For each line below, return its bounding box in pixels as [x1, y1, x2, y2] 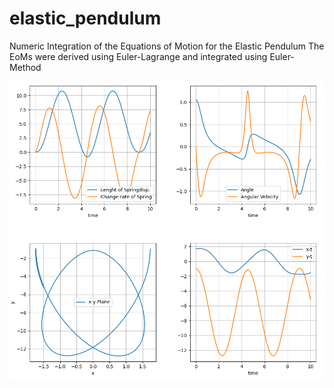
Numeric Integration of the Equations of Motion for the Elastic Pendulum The [9, 40, 325, 52]
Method [9, 61, 42, 73]
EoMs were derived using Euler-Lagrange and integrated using [9, 50, 268, 62]
